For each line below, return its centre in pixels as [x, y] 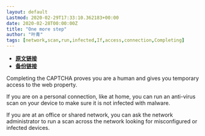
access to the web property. [42, 85]
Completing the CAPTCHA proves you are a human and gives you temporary [103, 78]
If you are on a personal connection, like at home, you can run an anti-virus [101, 96]
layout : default [27, 12]
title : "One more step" [37, 29]
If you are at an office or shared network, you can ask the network [90, 115]
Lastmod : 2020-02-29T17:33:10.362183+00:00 [63, 18]
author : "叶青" [25, 35]
